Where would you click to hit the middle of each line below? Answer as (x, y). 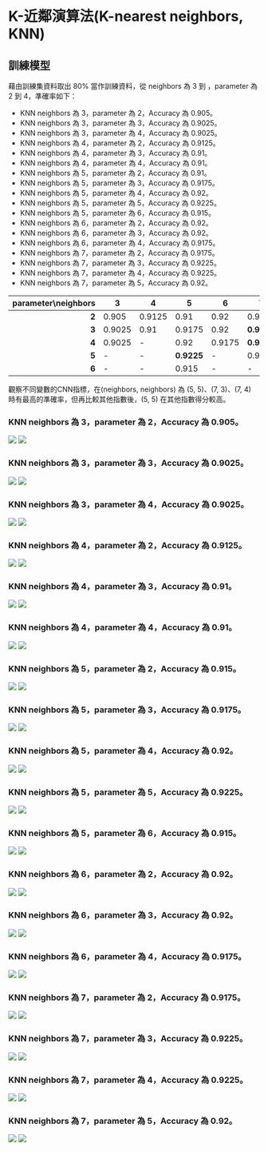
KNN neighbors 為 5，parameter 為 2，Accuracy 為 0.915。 (125, 668)
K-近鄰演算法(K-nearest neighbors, (126, 16)
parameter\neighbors (54, 303)
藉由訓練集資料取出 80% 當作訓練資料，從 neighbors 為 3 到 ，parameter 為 (133, 86)
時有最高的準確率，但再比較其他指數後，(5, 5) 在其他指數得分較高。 (119, 399)
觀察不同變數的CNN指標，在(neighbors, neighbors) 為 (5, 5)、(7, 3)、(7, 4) (130, 389)
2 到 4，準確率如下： (43, 96)
